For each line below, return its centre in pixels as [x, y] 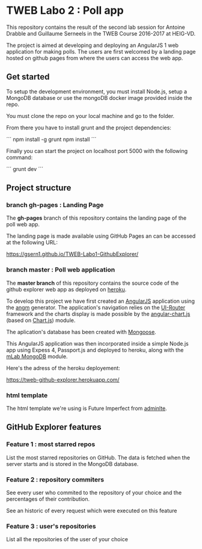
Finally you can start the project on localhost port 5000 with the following [97, 150]
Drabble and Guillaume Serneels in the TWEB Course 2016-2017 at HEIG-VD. [101, 33]
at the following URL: [32, 243]
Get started [28, 77]
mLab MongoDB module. [37, 356]
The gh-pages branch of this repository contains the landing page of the [96, 218]
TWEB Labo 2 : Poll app [65, 11]
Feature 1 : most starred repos [51, 444]
